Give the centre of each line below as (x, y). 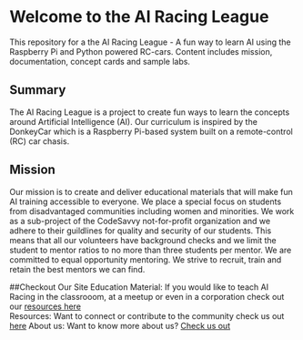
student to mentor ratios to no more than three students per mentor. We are (151, 250)
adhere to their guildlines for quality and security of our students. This (141, 231)
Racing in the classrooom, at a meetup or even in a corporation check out (147, 296)
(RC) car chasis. (40, 141)
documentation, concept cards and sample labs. (100, 61)
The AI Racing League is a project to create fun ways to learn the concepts (150, 112)
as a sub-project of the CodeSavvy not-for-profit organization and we (140, 221)
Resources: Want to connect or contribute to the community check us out (147, 315)
